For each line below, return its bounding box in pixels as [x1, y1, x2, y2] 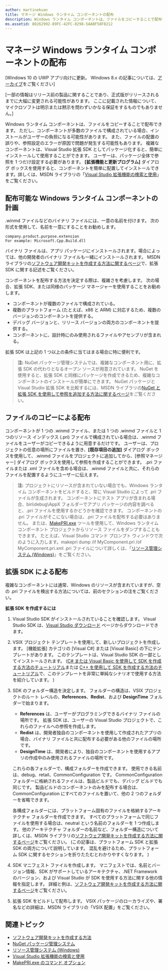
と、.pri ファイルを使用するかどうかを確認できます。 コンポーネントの [17, 507, 162, 513]
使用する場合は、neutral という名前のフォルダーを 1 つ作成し [29, 820, 155, 826]
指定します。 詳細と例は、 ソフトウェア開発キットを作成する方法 [21, 881, 154, 887]
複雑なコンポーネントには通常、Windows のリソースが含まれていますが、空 [5, 581, 161, 588]
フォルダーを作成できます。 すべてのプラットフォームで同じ [31, 814, 154, 820]
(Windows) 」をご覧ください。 [31, 551, 94, 557]
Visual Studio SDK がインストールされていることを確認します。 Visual [12, 616, 156, 622]
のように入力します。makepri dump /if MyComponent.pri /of [17, 539, 142, 545]
